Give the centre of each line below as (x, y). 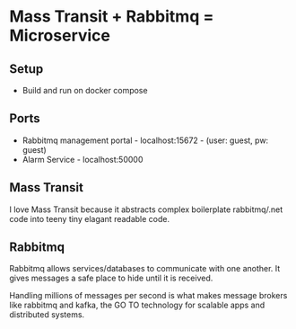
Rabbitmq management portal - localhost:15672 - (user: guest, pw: (145, 140)
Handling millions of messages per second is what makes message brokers (148, 296)
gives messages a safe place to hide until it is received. (111, 278)
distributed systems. (47, 315)
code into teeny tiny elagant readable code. (90, 218)
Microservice (60, 36)
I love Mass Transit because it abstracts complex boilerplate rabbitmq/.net (146, 209)
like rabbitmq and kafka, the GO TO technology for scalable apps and (137, 305)
